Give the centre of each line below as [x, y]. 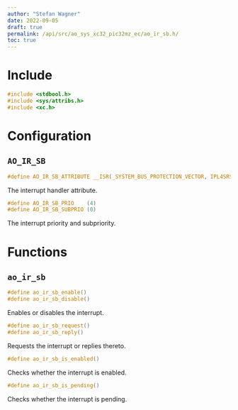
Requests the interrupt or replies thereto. [67, 345]
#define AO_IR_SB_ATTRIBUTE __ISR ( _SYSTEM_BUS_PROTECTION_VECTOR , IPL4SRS [120, 177]
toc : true [22, 40]
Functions [37, 252]
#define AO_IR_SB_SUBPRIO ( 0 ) [52, 210]
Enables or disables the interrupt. [56, 313]
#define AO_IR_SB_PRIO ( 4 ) [52, 203]
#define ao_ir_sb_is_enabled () [53, 359]
